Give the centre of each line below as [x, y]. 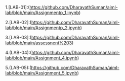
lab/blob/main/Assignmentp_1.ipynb [42, 13]
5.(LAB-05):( [18, 68]
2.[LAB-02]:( [18, 22]
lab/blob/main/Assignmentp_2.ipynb [43, 28]
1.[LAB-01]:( [17, 7]
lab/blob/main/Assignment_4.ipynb [41, 58]
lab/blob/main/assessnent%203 [39, 43]
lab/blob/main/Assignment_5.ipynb [41, 73]
